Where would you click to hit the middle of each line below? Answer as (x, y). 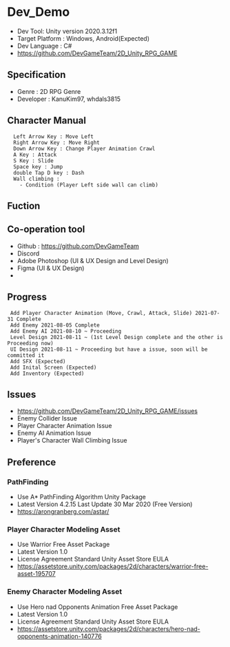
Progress (27, 297)
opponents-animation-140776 (59, 636)
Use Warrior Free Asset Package (63, 544)
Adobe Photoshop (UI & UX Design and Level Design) (93, 260)
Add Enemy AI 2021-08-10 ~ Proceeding (66, 331)
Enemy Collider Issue (47, 418)
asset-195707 (36, 574)
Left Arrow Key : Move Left (54, 136)
